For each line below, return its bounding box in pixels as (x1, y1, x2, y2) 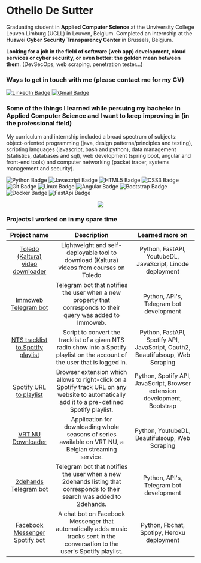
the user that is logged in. (56, 358, 127, 366)
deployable (66, 248, 98, 257)
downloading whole (63, 423, 120, 431)
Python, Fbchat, (140, 520, 185, 529)
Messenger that (69, 517, 114, 525)
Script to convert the (62, 328, 121, 336)
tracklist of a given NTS (59, 336, 124, 344)
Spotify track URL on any (56, 382, 127, 391)
